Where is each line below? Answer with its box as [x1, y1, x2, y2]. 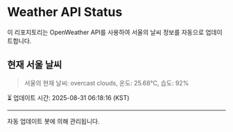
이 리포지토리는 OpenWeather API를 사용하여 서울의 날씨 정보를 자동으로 [7, 28, 205, 36]
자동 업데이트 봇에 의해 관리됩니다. [7, 117, 100, 125]
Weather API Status [7, 4, 123, 20]
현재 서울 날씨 [7, 59, 62, 71]
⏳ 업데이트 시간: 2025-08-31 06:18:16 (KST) [7, 93, 130, 101]
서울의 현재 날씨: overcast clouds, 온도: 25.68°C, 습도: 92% [24, 79, 189, 87]
